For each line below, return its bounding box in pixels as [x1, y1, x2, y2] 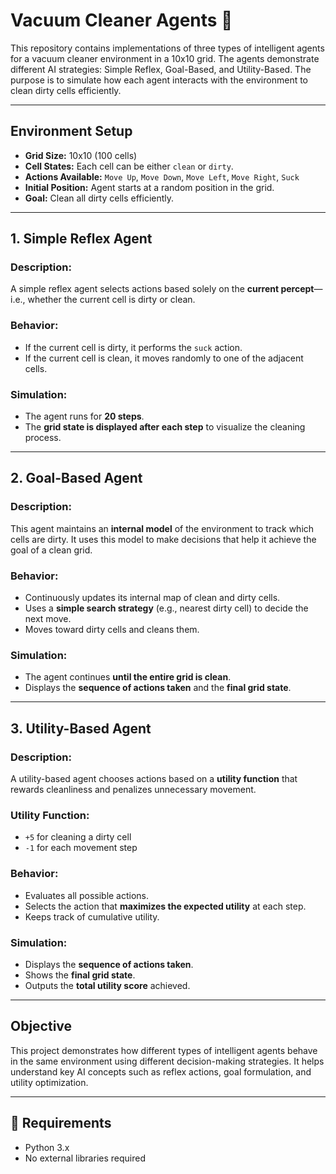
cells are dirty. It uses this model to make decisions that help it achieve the [10, 533, 317, 545]
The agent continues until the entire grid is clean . [24, 671, 232, 683]
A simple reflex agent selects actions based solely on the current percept [10, 283, 315, 295]
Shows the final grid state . [24, 969, 136, 981]
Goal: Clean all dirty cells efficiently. [24, 192, 175, 204]
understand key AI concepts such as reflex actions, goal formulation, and [10, 1065, 312, 1078]
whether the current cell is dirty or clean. [27, 294, 196, 306]
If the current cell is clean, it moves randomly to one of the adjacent [24, 352, 304, 364]
